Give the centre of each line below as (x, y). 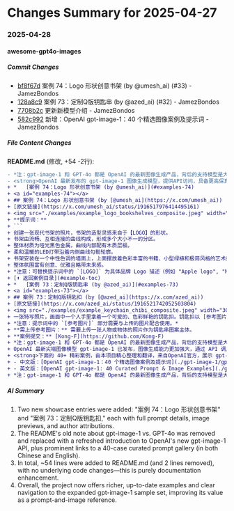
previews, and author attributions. (66, 425)
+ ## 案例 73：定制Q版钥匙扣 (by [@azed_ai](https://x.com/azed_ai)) (106, 297)
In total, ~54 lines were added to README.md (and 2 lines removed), (116, 463)
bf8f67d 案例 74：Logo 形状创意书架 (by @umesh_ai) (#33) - (104, 86)
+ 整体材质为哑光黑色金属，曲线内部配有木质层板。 (70, 246)
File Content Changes (39, 143)
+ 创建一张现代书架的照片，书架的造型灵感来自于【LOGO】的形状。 (89, 233)
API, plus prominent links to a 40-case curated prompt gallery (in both (118, 448)
